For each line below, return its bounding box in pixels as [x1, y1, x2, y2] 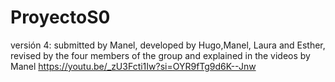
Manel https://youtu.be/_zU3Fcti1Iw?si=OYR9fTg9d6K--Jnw [10, 60, 257, 72]
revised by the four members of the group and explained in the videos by [10, 49, 311, 61]
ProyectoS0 [10, 6, 111, 29]
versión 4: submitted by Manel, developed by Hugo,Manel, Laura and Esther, [10, 39, 326, 51]
